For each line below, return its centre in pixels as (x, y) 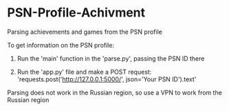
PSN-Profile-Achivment (76, 13)
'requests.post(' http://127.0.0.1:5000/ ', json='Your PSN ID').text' (107, 79)
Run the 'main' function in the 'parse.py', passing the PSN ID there (111, 58)
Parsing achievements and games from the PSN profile (85, 32)
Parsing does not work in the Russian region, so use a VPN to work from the (115, 92)
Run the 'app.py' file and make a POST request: (84, 72)
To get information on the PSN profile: (61, 45)
